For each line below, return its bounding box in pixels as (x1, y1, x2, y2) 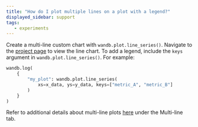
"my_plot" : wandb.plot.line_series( (27, 76, 118, 82)
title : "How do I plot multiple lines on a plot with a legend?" (6, 8, 170, 15)
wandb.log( (6, 66, 33, 71)
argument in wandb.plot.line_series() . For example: (6, 54, 135, 61)
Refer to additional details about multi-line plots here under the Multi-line (6, 109, 183, 116)
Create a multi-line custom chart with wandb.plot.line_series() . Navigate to (6, 41, 193, 48)
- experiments (14, 25, 49, 31)
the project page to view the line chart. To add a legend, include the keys (6, 48, 183, 55)
